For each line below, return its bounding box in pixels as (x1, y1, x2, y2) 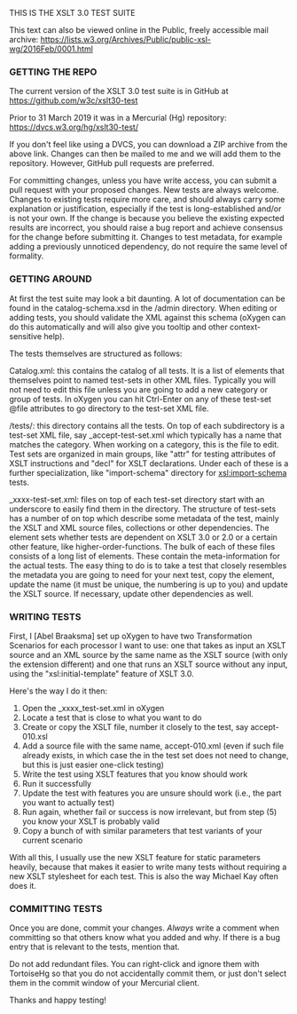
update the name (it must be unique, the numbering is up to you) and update (9, 579, 288, 590)
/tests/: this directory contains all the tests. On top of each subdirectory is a (9, 420, 285, 431)
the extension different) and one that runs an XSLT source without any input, (9, 659, 288, 669)
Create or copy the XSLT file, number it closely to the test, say (21, 721, 249, 732)
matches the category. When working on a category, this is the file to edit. (9, 439, 279, 449)
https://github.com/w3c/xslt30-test (9, 95, 138, 106)
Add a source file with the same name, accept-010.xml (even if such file (21, 741, 285, 751)
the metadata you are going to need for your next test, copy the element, (9, 569, 275, 580)
